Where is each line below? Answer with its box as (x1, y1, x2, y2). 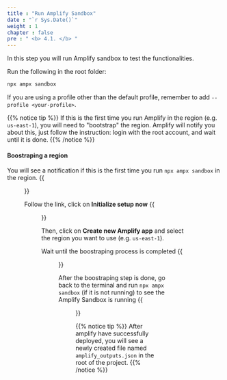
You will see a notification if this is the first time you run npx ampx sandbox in (7, 166, 220, 175)
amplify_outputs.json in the (75, 351, 155, 359)
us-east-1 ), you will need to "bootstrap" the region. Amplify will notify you (7, 121, 215, 129)
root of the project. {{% (75, 359, 142, 367)
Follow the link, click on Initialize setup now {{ (24, 200, 155, 209)
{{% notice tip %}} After (75, 322, 143, 331)
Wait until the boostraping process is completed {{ (41, 247, 183, 255)
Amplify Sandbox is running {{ (58, 296, 144, 304)
